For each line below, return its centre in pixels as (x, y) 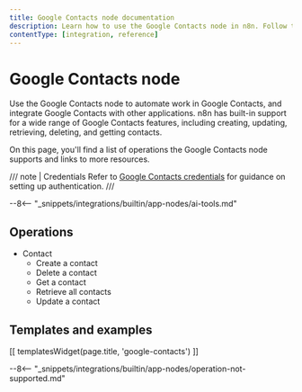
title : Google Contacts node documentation (92, 18)
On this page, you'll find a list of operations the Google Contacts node (138, 150)
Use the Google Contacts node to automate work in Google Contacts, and (146, 103)
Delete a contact (66, 273)
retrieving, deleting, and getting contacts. (86, 132)
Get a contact (61, 282)
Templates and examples (81, 330)
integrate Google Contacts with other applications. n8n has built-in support (148, 113)
